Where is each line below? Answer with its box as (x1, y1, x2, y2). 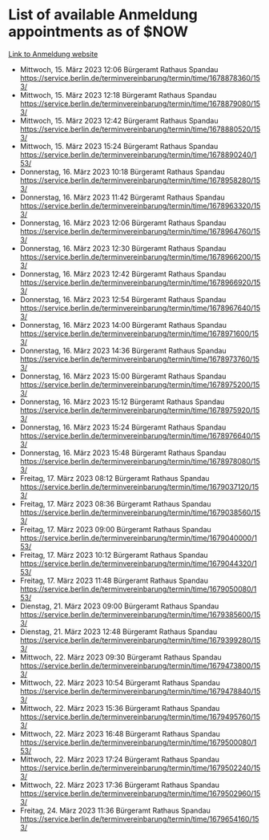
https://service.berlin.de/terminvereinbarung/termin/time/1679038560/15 (19, 507, 261, 517)
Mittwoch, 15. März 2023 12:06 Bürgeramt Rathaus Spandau (19, 64, 219, 74)
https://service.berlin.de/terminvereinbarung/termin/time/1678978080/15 (19, 456, 260, 466)
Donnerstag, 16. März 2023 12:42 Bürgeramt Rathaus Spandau (19, 269, 227, 278)
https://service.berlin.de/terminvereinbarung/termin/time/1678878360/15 (19, 73, 260, 83)
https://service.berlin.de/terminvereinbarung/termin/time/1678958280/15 (19, 175, 261, 185)
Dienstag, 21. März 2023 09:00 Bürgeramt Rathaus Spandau (19, 601, 219, 611)
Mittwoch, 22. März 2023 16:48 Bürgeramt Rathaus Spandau (19, 729, 220, 738)
